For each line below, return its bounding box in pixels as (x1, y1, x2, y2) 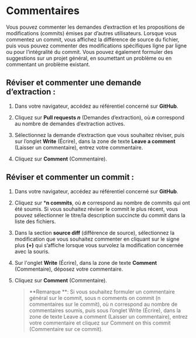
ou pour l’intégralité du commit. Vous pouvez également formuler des (6, 48, 173, 55)
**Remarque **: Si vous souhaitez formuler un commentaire (29, 288, 176, 295)
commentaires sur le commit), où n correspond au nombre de (29, 301, 178, 308)
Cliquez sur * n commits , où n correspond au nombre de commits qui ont (14, 199, 190, 206)
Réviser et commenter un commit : (6, 172, 135, 182)
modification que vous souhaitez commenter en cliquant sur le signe (14, 235, 180, 243)
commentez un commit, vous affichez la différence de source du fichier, (6, 36, 180, 43)
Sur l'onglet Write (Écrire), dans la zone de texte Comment (14, 259, 157, 266)
